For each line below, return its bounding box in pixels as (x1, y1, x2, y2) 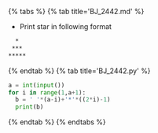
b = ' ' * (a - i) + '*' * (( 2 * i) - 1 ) (15, 96, 111, 104)
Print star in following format (19, 22, 112, 31)
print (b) (15, 103, 44, 111)
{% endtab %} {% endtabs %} (8, 117, 106, 127)
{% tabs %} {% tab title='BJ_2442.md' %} (8, 7, 145, 16)
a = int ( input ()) (8, 81, 65, 89)
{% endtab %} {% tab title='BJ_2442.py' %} (8, 66, 151, 76)
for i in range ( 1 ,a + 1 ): (8, 88, 86, 97)
